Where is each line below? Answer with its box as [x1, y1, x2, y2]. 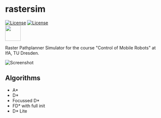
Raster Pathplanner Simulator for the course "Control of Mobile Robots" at [5, 44, 156, 50]
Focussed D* [12, 97, 40, 103]
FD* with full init [12, 103, 46, 109]
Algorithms [5, 74, 41, 82]
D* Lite [12, 108, 27, 114]
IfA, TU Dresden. [5, 50, 40, 56]
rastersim [5, 3, 46, 15]
